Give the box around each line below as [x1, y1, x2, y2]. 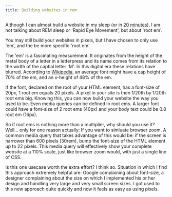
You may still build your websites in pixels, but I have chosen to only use [5, 37, 158, 43]
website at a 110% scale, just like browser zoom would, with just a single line [5, 148, 167, 154]
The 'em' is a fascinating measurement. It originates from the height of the [5, 52, 163, 58]
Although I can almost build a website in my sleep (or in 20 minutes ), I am [5, 22, 161, 28]
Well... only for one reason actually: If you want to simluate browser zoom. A [5, 127, 166, 133]
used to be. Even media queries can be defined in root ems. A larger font [5, 101, 159, 107]
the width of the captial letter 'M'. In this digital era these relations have [5, 63, 156, 69]
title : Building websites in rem [5, 7, 77, 13]
